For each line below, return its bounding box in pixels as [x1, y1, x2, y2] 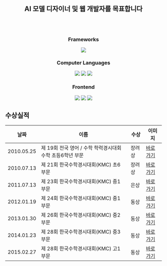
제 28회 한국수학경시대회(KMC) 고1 [41, 245, 121, 252]
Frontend [72, 84, 95, 90]
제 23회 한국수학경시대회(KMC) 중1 [41, 178, 121, 185]
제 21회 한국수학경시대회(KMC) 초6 [41, 161, 121, 168]
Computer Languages [57, 59, 110, 66]
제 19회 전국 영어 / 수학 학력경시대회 [41, 144, 122, 151]
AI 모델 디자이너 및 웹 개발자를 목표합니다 [24, 4, 143, 13]
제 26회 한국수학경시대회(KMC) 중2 [41, 211, 121, 218]
